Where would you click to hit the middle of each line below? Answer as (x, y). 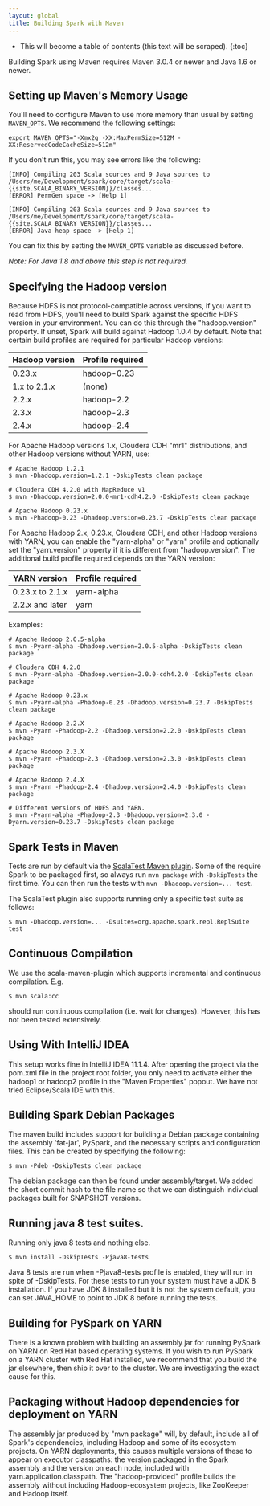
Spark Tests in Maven (63, 847)
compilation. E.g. (36, 982)
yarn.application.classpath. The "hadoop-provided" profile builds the (123, 1476)
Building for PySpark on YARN (85, 1323)
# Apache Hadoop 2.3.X (46, 752)
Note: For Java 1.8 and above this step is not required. (98, 261)
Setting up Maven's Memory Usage (98, 95)
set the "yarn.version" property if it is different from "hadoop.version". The (132, 550)
